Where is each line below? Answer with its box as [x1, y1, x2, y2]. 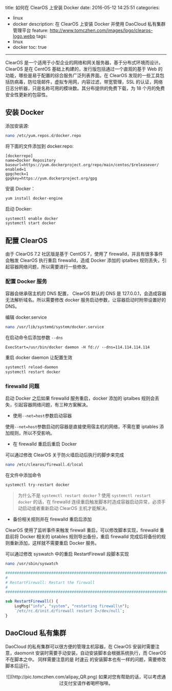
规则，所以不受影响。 [9, 430, 55, 436]
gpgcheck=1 [5, 171, 29, 176]
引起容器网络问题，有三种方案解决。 [14, 402, 91, 408]
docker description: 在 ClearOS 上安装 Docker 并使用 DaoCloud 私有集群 [12, 21, 166, 27]
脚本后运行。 [5, 663, 32, 669]
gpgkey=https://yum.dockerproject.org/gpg [5, 175, 97, 181]
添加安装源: [5, 122, 30, 129]
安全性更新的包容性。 [5, 92, 50, 98]
